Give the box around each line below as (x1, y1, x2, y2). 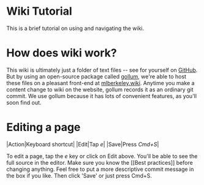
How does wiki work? (6, 46, 118, 60)
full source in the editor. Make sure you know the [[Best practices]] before (6, 159, 193, 166)
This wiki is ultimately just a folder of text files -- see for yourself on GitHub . (6, 66, 198, 74)
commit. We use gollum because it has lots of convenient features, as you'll (6, 92, 197, 99)
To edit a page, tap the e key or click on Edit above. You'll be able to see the (6, 152, 198, 160)
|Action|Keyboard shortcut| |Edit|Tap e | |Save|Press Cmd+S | (6, 140, 159, 148)
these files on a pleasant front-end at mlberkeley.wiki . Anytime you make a (6, 79, 195, 86)
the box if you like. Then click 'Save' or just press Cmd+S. (6, 172, 152, 179)
